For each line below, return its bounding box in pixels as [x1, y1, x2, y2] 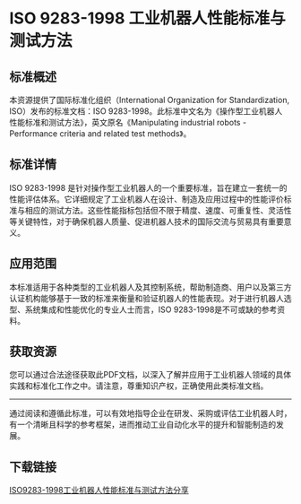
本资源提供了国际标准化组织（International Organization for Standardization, [9, 95, 289, 105]
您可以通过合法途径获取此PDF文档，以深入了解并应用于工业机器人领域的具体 [9, 369, 292, 380]
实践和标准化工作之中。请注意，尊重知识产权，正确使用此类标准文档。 [9, 380, 269, 391]
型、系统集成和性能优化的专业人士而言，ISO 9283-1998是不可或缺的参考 [9, 304, 278, 315]
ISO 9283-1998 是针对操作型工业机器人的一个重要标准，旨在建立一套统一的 [9, 182, 288, 193]
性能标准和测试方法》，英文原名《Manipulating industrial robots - [9, 117, 247, 127]
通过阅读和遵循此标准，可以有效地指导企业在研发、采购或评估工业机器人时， [9, 408, 292, 419]
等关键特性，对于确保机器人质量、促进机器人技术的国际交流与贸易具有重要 [9, 216, 284, 227]
